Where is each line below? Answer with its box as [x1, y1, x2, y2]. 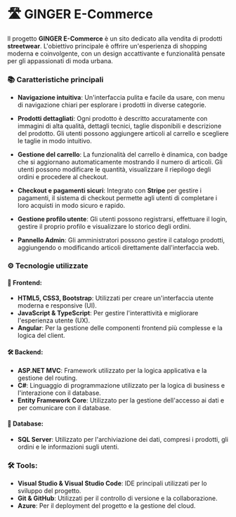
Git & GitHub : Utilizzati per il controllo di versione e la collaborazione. [17, 494, 218, 503]
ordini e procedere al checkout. [17, 173, 109, 181]
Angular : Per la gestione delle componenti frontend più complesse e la [17, 324, 223, 332]
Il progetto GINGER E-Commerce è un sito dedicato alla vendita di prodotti [7, 34, 223, 43]
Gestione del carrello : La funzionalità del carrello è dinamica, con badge [17, 150, 228, 159]
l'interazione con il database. [17, 388, 102, 397]
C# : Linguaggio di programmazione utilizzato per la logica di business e [17, 381, 225, 389]
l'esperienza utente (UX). [17, 316, 91, 325]
